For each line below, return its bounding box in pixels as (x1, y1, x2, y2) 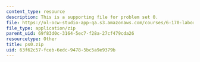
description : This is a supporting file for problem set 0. (6, 14, 159, 20)
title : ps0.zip (6, 42, 44, 48)
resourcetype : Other (6, 36, 58, 42)
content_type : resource (6, 8, 65, 15)
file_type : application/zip (6, 25, 76, 31)
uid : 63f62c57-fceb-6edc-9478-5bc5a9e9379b (6, 47, 116, 53)
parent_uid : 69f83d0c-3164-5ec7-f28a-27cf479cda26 (6, 31, 135, 37)
